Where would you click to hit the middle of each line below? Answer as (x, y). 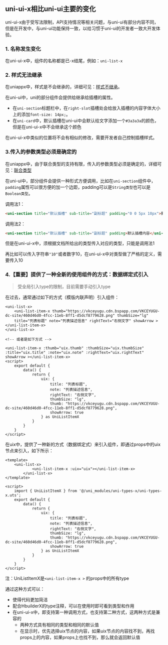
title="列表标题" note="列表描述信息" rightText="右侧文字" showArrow (84, 321)
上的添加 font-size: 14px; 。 (41, 114)
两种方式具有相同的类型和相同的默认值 (59, 624)
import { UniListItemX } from (46, 491)
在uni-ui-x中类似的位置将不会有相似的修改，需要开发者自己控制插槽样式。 (81, 138)
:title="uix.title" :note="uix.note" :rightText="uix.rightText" (74, 352)
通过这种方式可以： (25, 589)
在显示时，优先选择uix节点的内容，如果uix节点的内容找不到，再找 (87, 631)
